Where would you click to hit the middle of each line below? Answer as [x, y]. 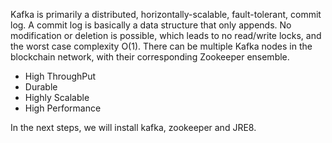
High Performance [63, 108]
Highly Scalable [57, 97]
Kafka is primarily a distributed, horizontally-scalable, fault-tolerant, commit [166, 14]
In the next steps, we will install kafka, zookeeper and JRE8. [133, 127]
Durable [41, 87]
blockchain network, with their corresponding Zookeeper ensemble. [150, 57]
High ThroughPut [60, 76]
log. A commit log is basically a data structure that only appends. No [151, 25]
